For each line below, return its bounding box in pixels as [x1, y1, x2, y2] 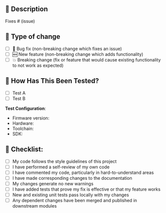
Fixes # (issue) [5, 18, 35, 24]
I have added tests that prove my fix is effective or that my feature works [12, 186, 161, 192]
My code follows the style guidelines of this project [12, 158, 117, 164]
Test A [12, 90, 26, 96]
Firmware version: [12, 115, 50, 121]
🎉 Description [5, 5, 48, 13]
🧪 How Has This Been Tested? [5, 77, 99, 85]
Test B [12, 95, 26, 102]
